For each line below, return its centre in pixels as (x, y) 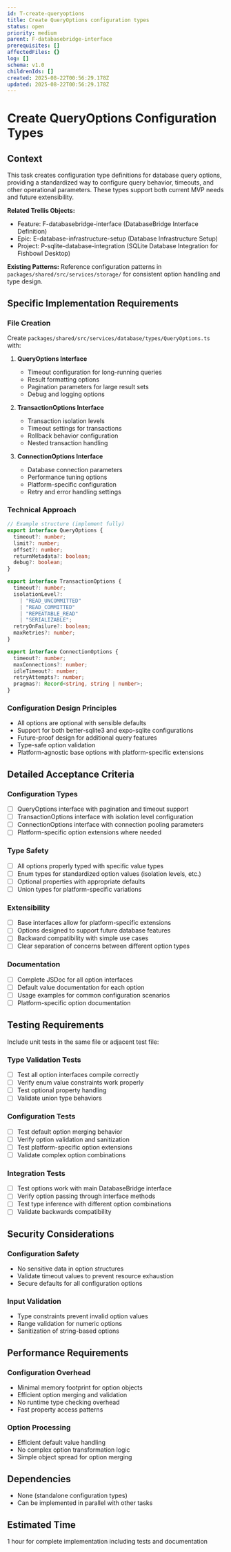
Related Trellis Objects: (41, 211)
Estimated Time (41, 1525)
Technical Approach (42, 509)
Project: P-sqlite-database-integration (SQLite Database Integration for (118, 246)
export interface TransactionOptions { (64, 581)
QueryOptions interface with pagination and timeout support (103, 809)
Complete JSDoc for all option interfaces (75, 980)
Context (25, 159)
